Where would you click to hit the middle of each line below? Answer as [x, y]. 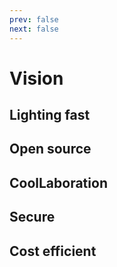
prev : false [34, 19]
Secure [32, 217]
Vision [36, 78]
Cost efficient [53, 251]
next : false [34, 29]
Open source [50, 149]
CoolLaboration [58, 182]
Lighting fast [50, 115]
